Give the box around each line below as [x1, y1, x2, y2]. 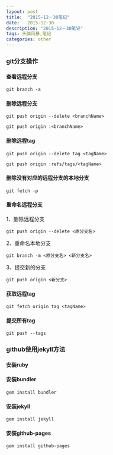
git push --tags [6, 331, 46, 337]
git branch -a [6, 87, 41, 93]
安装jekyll [6, 403, 31, 410]
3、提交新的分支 [6, 263, 46, 271]
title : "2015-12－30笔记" [6, 14, 70, 20]
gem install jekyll [6, 416, 54, 422]
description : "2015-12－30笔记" [6, 25, 83, 32]
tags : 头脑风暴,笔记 [6, 31, 51, 37]
